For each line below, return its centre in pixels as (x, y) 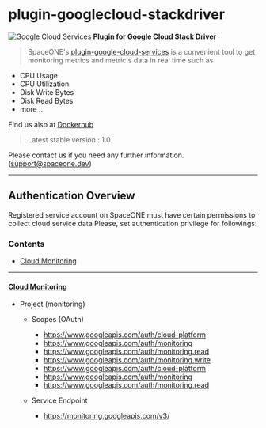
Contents (27, 244)
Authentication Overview (72, 196)
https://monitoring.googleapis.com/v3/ (106, 416)
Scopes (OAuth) (58, 320)
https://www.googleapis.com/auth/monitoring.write (127, 360)
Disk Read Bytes (46, 100)
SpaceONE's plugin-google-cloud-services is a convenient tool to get (141, 51)
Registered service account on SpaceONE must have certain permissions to (132, 214)
